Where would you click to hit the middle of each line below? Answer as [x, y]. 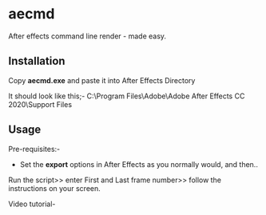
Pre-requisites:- [34, 149]
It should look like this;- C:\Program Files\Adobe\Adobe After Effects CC [127, 96]
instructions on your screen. [55, 188]
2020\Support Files [40, 104]
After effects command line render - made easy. [87, 36]
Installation [37, 61]
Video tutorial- [32, 204]
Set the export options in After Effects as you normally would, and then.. [139, 164]
